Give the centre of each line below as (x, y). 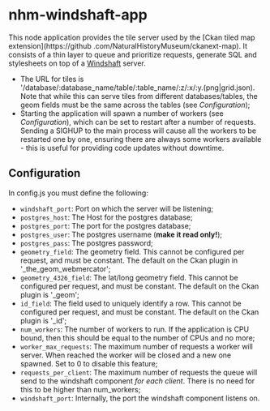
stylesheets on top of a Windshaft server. (77, 63)
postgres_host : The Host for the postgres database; (106, 217)
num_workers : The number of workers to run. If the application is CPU (135, 329)
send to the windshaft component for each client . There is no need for (137, 381)
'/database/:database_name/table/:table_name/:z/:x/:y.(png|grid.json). (137, 88)
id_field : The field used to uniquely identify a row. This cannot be (131, 303)
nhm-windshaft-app (78, 15)
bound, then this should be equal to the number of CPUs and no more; (137, 337)
